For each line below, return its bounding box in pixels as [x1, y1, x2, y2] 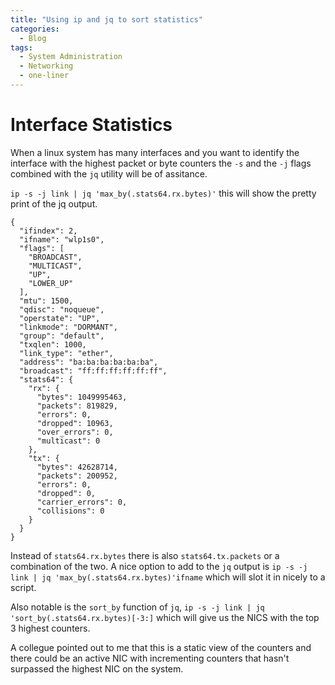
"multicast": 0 [36, 436, 101, 446]
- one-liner [19, 71, 70, 81]
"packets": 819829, [36, 401, 118, 411]
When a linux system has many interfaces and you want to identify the [10, 146, 300, 158]
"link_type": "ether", [19, 348, 114, 358]
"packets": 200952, [36, 471, 118, 481]
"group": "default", [19, 331, 105, 341]
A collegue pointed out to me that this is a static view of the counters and [10, 641, 312, 653]
